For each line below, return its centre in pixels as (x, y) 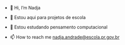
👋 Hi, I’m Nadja (25, 8)
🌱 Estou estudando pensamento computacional (58, 27)
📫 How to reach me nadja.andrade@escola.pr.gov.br (65, 37)
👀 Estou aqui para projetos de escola (48, 17)
